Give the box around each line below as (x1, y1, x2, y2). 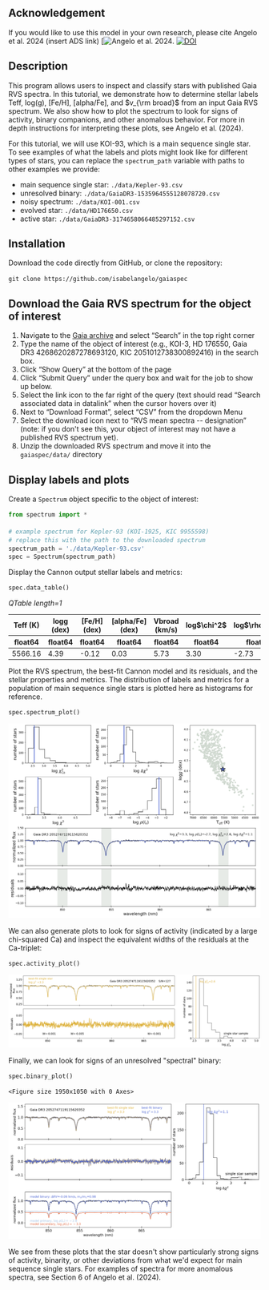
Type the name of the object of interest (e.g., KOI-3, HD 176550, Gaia (19, 340, 248, 349)
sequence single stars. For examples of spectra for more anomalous (8, 1264, 234, 1274)
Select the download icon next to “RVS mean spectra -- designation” (19, 416, 247, 425)
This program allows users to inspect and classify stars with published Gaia (8, 80, 258, 90)
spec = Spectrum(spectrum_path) (8, 553, 116, 561)
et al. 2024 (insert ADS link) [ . (8, 36, 175, 46)
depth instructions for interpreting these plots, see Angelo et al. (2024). (8, 123, 244, 133)
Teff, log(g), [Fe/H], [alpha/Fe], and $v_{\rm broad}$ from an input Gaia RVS (8, 98, 259, 107)
